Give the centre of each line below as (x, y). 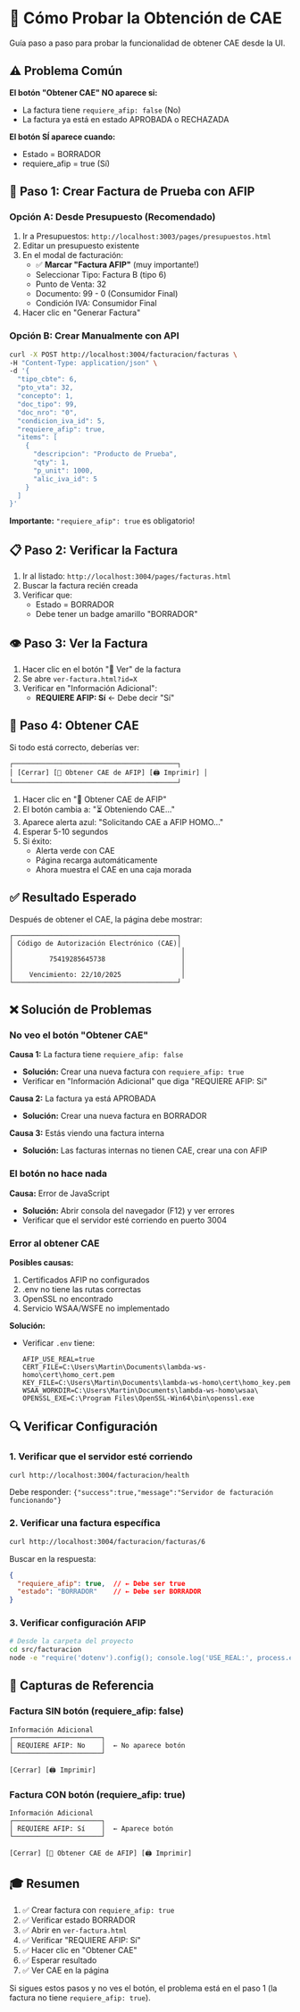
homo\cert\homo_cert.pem (68, 1374)
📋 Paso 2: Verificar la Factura (94, 550)
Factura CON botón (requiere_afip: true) (97, 1794)
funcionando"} (36, 1501)
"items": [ (37, 438)
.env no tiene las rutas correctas (81, 1289)
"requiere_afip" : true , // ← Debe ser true (101, 1583)
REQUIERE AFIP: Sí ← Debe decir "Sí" (105, 697)
